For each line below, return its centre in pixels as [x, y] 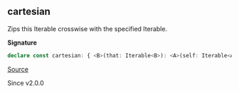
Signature [22, 43]
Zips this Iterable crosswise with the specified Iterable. [87, 28]
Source [18, 69]
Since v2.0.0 [26, 83]
